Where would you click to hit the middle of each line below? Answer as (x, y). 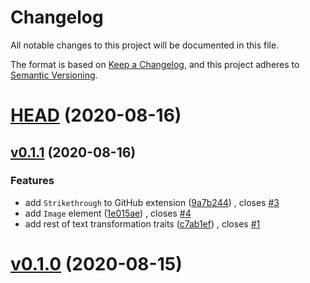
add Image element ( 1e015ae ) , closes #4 (108, 213)
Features (32, 181)
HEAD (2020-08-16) (96, 115)
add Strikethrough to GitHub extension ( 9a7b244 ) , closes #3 (152, 202)
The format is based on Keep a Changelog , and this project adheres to (155, 64)
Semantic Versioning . (54, 75)
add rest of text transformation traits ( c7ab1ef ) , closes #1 (142, 223)
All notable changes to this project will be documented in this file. (145, 45)
